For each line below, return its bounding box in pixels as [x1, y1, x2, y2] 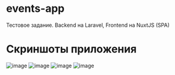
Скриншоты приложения [6, 42, 137, 56]
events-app [6, 2, 65, 15]
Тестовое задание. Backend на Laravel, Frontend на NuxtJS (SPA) [6, 21, 170, 29]
